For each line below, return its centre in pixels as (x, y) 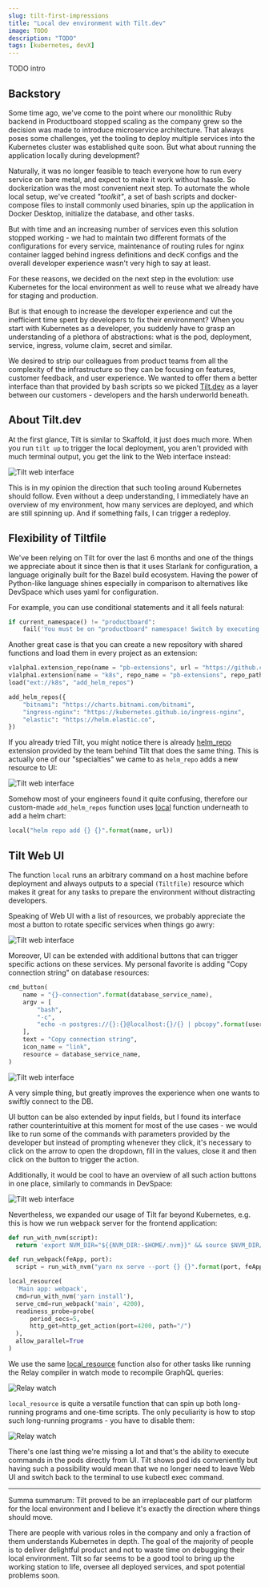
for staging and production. (53, 295)
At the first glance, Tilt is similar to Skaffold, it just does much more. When (130, 439)
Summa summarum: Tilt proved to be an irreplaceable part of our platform (130, 1500)
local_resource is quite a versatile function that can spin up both (115, 1403)
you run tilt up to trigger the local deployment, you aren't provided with (128, 448)
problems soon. (34, 1575)
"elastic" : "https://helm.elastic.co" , (89, 719)
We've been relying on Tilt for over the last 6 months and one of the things (131, 557)
